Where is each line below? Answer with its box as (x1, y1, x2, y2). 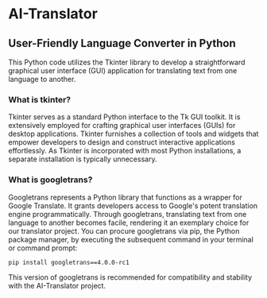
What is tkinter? (8, 94, 72, 105)
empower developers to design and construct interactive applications (8, 137, 236, 147)
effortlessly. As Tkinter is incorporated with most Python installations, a (8, 146, 242, 156)
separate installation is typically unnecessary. (8, 154, 157, 164)
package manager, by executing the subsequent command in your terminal (8, 234, 254, 244)
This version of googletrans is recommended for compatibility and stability (8, 273, 253, 282)
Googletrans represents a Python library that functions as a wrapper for (8, 192, 242, 202)
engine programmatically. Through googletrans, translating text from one (8, 209, 247, 219)
